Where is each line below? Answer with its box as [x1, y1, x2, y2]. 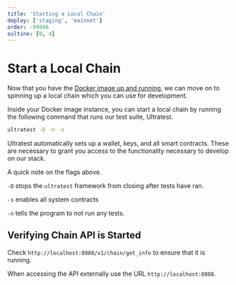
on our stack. [7, 154, 46, 163]
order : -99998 [7, 23, 49, 30]
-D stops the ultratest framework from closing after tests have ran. [7, 182, 204, 190]
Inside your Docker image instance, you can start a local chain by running [7, 105, 221, 114]
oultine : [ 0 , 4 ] [7, 30, 55, 37]
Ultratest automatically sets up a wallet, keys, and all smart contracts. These [7, 139, 230, 148]
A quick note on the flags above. [7, 168, 102, 177]
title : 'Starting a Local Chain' [7, 10, 106, 18]
